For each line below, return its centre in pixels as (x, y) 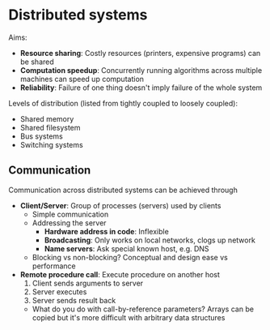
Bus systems (41, 136)
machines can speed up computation (82, 79)
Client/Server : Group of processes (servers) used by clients (120, 205)
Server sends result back (74, 300)
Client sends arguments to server (88, 283)
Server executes (59, 291)
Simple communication (70, 214)
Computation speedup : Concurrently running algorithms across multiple (141, 70)
